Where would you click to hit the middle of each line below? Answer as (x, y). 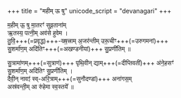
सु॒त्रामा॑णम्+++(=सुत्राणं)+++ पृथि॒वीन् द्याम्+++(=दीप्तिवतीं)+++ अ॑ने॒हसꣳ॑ (90, 63)
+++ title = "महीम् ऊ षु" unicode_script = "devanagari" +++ (89, 11)
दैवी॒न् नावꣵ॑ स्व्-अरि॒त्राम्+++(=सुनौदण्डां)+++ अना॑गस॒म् (70, 79)
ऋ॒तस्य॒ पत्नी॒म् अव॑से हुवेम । (38, 33)
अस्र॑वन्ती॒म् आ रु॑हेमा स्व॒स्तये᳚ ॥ (40, 87)
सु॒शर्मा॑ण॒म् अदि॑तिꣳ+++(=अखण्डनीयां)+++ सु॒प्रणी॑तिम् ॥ (69, 49)
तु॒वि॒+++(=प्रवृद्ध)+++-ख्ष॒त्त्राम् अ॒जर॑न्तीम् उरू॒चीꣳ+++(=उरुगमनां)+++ (88, 41)
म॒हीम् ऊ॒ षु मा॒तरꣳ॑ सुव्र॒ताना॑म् (37, 25)
